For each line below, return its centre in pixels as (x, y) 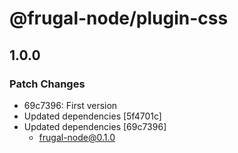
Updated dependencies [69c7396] (95, 126)
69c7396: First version (70, 105)
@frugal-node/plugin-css (119, 18)
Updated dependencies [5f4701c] (92, 116)
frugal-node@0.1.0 (77, 137)
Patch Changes (47, 84)
